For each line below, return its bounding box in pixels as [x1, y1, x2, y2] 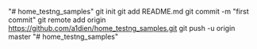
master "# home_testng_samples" [8, 32, 119, 41]
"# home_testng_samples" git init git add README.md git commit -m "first [8, 7, 249, 16]
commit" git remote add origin [8, 15, 106, 24]
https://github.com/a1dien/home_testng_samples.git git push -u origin [8, 24, 236, 32]
